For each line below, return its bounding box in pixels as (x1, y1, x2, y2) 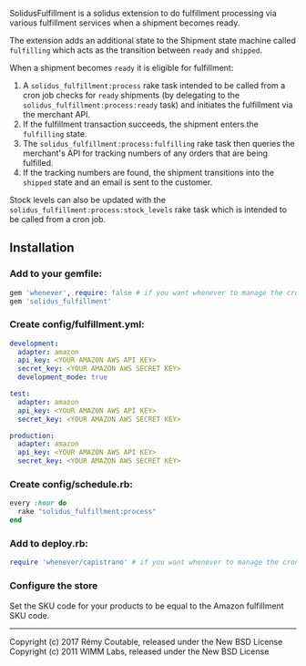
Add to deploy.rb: (9, 537, 88, 549)
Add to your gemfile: (9, 268, 103, 281)
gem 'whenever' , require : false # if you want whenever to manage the (9, 288, 283, 297)
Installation (9, 241, 75, 256)
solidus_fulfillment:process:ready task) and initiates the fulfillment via (22, 99, 293, 110)
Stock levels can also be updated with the (9, 195, 167, 205)
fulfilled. (22, 158, 54, 168)
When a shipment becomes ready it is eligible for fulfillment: (9, 63, 234, 73)
